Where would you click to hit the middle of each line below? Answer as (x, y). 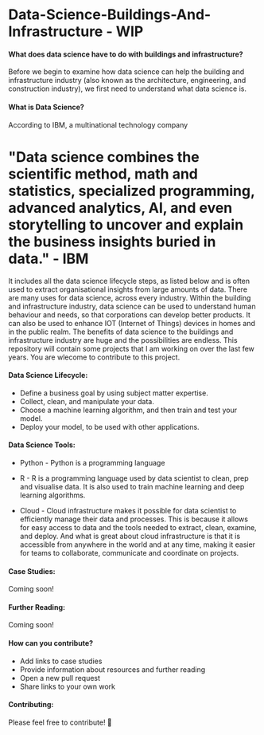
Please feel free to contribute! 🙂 (60, 722)
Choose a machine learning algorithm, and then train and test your (128, 410)
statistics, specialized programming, (132, 191)
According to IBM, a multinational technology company (98, 124)
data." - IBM (49, 259)
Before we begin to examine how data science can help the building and (126, 72)
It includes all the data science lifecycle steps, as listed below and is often (129, 281)
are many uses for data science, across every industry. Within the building (130, 297)
